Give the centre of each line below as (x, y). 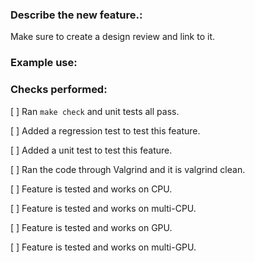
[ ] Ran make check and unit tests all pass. (95, 111)
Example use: (44, 63)
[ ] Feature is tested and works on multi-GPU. (103, 247)
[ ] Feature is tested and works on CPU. (91, 189)
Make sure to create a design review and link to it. (112, 37)
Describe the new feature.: (76, 15)
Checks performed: (59, 90)
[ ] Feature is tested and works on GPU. (91, 227)
